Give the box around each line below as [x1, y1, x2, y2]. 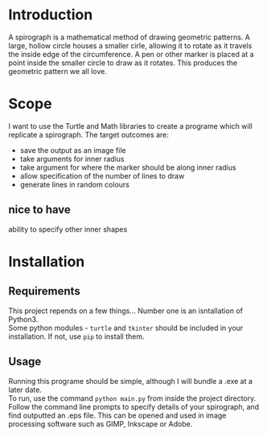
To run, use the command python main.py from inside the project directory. [8, 393, 257, 403]
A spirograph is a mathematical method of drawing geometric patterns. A [8, 32, 251, 42]
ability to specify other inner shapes [8, 224, 128, 234]
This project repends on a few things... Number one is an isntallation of [8, 306, 244, 315]
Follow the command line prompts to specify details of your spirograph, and [8, 402, 260, 411]
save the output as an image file [19, 145, 126, 155]
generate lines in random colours [19, 179, 130, 189]
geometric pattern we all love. [8, 66, 107, 76]
